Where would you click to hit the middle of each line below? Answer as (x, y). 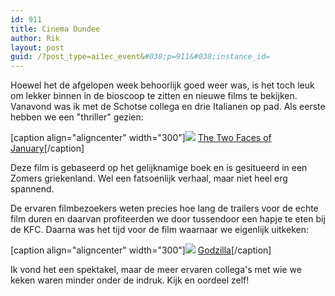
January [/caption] (47, 148)
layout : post (37, 47)
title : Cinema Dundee (55, 29)
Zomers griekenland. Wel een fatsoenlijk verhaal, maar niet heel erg (149, 178)
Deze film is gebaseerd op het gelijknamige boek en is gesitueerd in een (159, 168)
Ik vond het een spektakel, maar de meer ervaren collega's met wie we (156, 270)
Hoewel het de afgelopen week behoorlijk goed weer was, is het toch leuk (162, 85)
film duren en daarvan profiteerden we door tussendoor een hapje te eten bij (168, 219)
